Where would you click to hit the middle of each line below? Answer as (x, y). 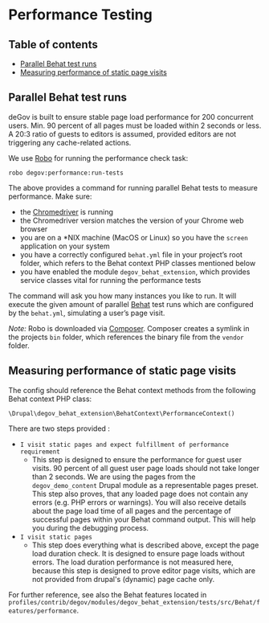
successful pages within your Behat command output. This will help (144, 519)
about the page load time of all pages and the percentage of (131, 510)
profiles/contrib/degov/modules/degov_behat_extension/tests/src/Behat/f (134, 602)
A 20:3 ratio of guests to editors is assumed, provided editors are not (122, 133)
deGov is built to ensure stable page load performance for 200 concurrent (131, 117)
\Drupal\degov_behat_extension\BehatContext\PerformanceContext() (122, 413)
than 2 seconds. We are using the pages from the (114, 477)
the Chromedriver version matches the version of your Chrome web (132, 220)
